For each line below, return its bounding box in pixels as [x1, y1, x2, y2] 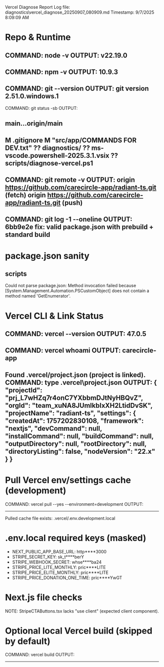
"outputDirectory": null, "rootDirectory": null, [5, 440, 147, 448]
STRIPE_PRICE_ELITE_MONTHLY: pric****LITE [12, 569, 109, 575]
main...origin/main [5, 120, 63, 128]
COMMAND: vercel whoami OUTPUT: [5, 346, 121, 355]
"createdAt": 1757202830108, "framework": [5, 417, 144, 425]
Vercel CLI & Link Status [5, 310, 104, 321]
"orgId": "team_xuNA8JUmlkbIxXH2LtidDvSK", [5, 401, 153, 410]
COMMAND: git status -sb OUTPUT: [5, 105, 78, 111]
